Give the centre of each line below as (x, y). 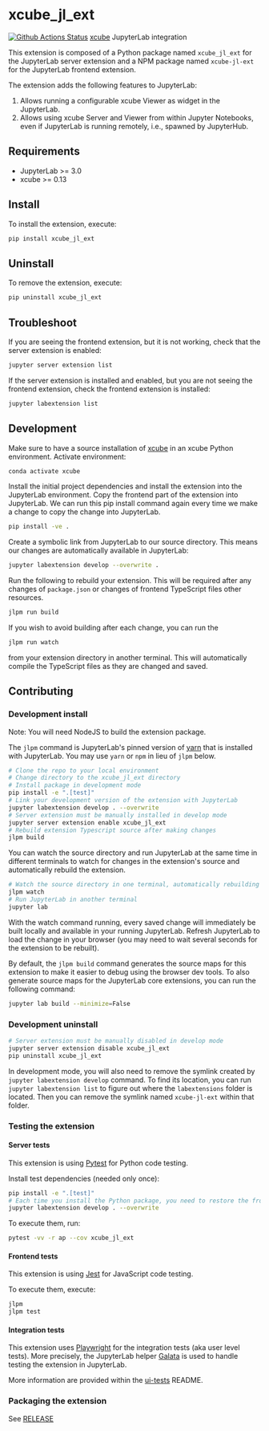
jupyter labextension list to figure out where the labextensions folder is (130, 1088)
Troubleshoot (43, 322)
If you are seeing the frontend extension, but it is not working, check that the (134, 342)
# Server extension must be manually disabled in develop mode (116, 1040)
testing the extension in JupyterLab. (68, 1364)
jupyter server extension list (60, 365)
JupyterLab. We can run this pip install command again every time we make (133, 504)
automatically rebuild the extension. (67, 870)
